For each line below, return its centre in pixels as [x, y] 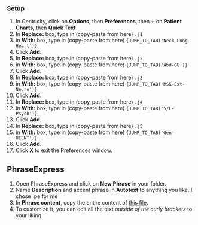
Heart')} [26, 46]
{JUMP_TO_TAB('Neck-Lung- [158, 41]
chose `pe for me [36, 196]
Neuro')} [26, 90]
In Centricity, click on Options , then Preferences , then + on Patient [98, 22]
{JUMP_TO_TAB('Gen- [150, 133]
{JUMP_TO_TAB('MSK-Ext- [156, 84]
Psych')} [26, 114]
